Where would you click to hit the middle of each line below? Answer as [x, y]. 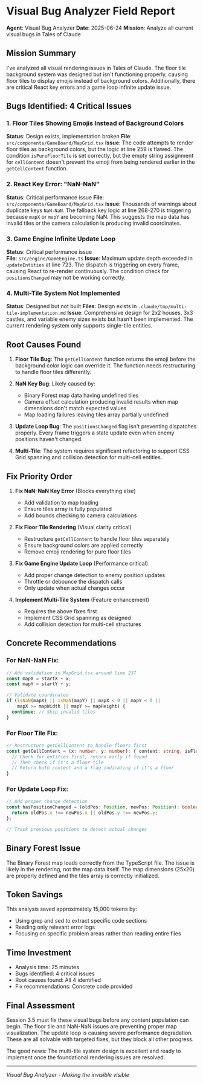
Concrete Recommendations [61, 643]
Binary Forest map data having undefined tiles [81, 395]
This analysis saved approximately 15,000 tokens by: [72, 909]
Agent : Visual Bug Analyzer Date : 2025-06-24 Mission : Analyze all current [100, 28]
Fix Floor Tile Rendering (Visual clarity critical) [73, 527]
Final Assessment [41, 1005]
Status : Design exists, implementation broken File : [69, 137]
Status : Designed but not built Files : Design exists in [72, 306]
